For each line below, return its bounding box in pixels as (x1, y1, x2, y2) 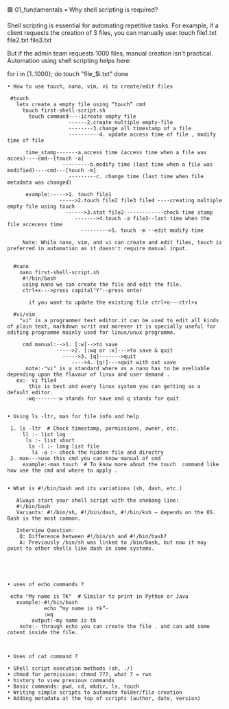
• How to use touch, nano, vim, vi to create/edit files (7, 83, 173, 90)
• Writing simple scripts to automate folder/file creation (7, 689, 183, 696)
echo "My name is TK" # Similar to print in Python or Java (10, 593, 189, 600)
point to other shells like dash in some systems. (7, 545, 155, 552)
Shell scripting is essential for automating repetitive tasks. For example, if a (7, 21, 219, 29)
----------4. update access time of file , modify (68, 131, 216, 138)
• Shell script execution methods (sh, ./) (7, 665, 134, 672)
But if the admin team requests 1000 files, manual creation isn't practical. (7, 49, 214, 57)
